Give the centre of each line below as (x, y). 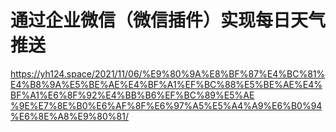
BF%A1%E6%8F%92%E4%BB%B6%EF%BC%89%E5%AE (132, 95)
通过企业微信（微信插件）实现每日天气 (168, 20)
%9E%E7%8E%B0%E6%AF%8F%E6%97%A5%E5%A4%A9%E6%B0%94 (166, 105)
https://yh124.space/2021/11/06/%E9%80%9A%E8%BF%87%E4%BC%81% (168, 73)
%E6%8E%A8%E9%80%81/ (69, 116)
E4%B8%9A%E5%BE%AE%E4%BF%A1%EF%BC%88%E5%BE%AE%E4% (166, 84)
